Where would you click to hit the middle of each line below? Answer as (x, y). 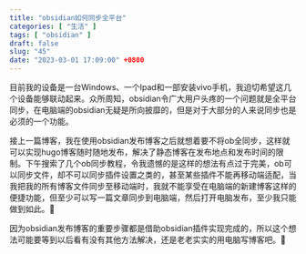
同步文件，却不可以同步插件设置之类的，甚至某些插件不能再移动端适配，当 (157, 175)
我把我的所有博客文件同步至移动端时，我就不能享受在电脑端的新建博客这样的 (153, 186)
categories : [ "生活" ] (53, 26)
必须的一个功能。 (41, 121)
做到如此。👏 (32, 209)
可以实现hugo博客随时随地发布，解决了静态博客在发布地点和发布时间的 (143, 152)
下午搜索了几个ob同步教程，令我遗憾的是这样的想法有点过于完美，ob (154, 163)
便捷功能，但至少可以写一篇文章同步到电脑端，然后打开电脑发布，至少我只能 (153, 198)
